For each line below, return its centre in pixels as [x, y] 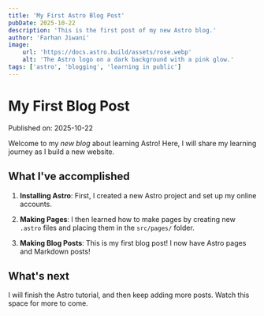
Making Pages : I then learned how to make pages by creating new [128, 219]
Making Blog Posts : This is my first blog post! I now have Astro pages [133, 243]
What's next [39, 276]
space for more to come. [48, 303]
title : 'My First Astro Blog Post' [67, 15]
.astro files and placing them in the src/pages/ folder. [107, 228]
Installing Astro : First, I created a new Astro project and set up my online [138, 195]
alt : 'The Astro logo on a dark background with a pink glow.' [128, 60]
